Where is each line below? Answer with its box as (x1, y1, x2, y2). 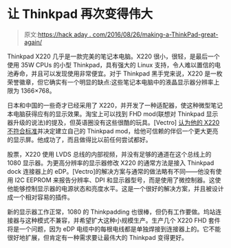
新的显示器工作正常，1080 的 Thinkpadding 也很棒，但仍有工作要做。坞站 (7, 207, 216, 216)
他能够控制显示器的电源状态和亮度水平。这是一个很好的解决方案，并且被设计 (7, 184, 224, 192)
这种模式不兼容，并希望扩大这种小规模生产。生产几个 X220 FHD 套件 (25, 216, 221, 224)
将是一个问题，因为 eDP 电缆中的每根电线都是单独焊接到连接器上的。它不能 (7, 225, 221, 233)
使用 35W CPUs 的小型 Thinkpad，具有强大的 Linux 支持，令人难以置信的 (7, 60, 215, 69)
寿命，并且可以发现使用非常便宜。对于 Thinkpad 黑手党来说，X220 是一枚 (12, 69, 223, 78)
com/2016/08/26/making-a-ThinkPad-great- (92, 30, 219, 38)
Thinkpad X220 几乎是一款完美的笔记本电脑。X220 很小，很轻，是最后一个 (7, 52, 220, 60)
